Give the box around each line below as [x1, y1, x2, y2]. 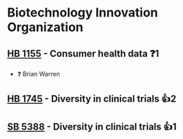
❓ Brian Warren [17, 70, 60, 78]
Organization [7, 19, 84, 35]
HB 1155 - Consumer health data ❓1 [7, 47, 160, 59]
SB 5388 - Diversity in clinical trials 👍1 [7, 120, 177, 132]
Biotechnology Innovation [7, 5, 159, 21]
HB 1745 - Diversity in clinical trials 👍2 [7, 93, 177, 105]
